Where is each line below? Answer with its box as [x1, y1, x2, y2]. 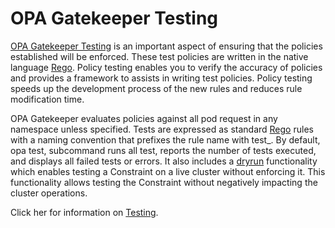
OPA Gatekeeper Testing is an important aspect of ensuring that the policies [10, 40, 323, 52]
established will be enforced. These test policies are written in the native [10, 50, 309, 62]
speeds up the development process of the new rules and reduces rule [10, 82, 303, 94]
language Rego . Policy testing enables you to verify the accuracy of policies [10, 61, 323, 73]
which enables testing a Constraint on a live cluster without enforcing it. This [10, 165, 326, 177]
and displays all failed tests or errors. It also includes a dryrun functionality [10, 155, 318, 167]
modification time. [10, 93, 85, 105]
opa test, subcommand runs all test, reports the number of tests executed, [10, 144, 317, 156]
